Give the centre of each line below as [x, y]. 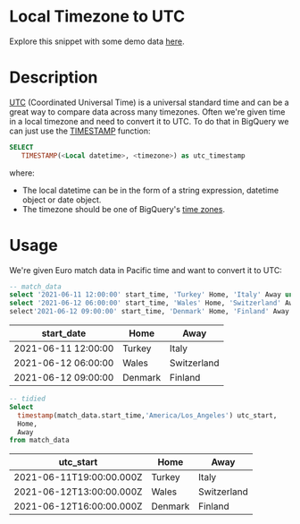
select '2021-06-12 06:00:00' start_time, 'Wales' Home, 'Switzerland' [145, 303]
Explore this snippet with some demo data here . [97, 41]
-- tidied [28, 399]
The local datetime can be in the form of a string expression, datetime [150, 190]
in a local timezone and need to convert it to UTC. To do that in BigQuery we [149, 121]
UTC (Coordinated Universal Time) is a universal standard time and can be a [149, 102]
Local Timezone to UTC [97, 17]
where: [22, 173]
